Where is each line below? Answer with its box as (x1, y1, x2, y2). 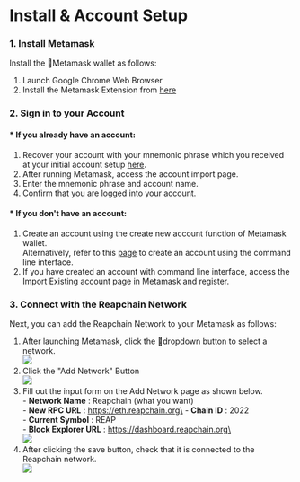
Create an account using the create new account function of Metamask (22, 228, 287, 239)
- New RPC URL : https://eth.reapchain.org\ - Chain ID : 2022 (22, 405, 250, 416)
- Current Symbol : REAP (22, 415, 117, 425)
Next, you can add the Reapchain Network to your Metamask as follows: (9, 319, 277, 329)
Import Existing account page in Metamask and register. (22, 276, 230, 286)
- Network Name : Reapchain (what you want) (22, 396, 195, 407)
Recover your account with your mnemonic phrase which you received (22, 149, 285, 160)
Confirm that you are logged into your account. (22, 188, 197, 198)
